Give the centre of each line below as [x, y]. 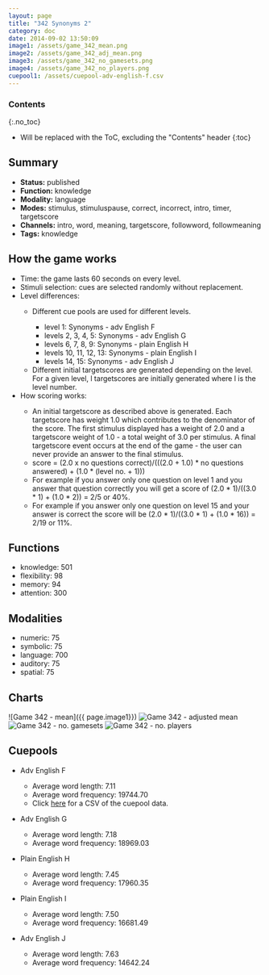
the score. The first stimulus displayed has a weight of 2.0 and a [139, 428]
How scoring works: [53, 395]
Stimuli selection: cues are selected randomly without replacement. [131, 287]
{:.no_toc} [25, 121]
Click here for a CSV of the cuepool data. [100, 803]
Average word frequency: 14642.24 [91, 962]
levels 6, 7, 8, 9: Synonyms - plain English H [116, 344]
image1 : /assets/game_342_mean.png [68, 46]
